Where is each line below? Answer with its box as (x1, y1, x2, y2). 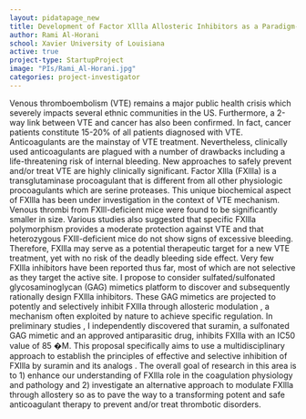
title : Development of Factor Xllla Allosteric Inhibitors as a (9, 22, 259, 31)
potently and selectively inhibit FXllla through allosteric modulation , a (9, 301, 270, 312)
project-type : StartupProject (9, 56, 125, 65)
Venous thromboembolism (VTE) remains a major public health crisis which (9, 97, 291, 108)
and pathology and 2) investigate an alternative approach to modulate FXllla (9, 379, 294, 390)
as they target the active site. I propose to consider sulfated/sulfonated (9, 271, 276, 282)
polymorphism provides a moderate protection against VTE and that (9, 223, 264, 234)
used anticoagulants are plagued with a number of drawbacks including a (9, 146, 285, 157)
